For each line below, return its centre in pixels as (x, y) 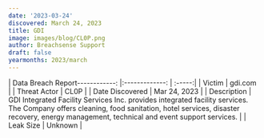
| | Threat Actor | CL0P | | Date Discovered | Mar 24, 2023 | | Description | (130, 91)
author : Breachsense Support (57, 45)
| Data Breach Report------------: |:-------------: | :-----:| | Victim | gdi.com (133, 83)
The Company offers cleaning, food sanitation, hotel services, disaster (124, 108)
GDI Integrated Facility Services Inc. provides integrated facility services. (128, 100)
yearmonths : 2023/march (48, 61)
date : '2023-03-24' (41, 16)
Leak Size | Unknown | (45, 125)
